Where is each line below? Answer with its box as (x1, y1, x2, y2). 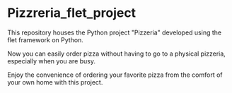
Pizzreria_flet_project (7, 5, 137, 21)
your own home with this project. (7, 77, 103, 86)
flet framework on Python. (7, 35, 83, 44)
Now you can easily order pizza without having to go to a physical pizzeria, (7, 49, 226, 58)
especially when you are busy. (7, 56, 96, 65)
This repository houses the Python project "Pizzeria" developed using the (7, 28, 221, 37)
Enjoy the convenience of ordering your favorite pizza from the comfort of (7, 70, 223, 79)
